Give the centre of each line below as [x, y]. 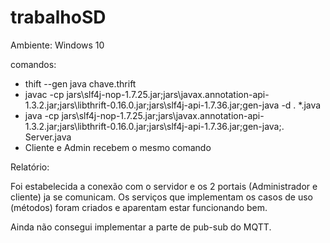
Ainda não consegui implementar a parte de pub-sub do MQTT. [141, 227]
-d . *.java [301, 105]
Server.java [48, 137]
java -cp [42, 115]
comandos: [33, 64]
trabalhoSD [58, 17]
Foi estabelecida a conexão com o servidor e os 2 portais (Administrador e [164, 186]
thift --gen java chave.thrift [80, 83]
